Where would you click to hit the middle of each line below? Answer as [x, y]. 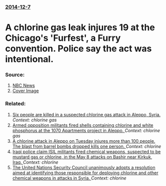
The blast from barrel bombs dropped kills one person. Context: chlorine [87, 146]
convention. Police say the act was [79, 49]
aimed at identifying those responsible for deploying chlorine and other [85, 173]
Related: [15, 104]
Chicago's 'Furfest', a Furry [63, 38]
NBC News [23, 86]
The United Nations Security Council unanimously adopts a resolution [84, 167]
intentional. [29, 59]
